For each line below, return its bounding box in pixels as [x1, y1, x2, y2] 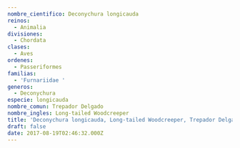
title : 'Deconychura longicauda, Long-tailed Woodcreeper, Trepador [7, 116, 216, 123]
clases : [7, 43, 31, 51]
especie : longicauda [7, 97, 69, 104]
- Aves [14, 51, 34, 58]
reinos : [7, 17, 31, 24]
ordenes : [7, 57, 34, 64]
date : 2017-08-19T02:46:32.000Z [7, 129, 104, 137]
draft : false [7, 122, 46, 130]
